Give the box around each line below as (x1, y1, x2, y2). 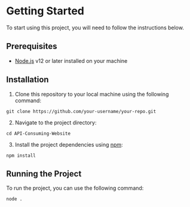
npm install (6, 153, 36, 159)
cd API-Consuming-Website (6, 130, 71, 136)
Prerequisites (6, 41, 57, 51)
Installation (6, 75, 49, 85)
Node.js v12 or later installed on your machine (14, 57, 128, 64)
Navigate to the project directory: (14, 118, 97, 126)
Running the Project (6, 169, 82, 179)
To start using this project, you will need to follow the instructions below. (6, 24, 184, 31)
